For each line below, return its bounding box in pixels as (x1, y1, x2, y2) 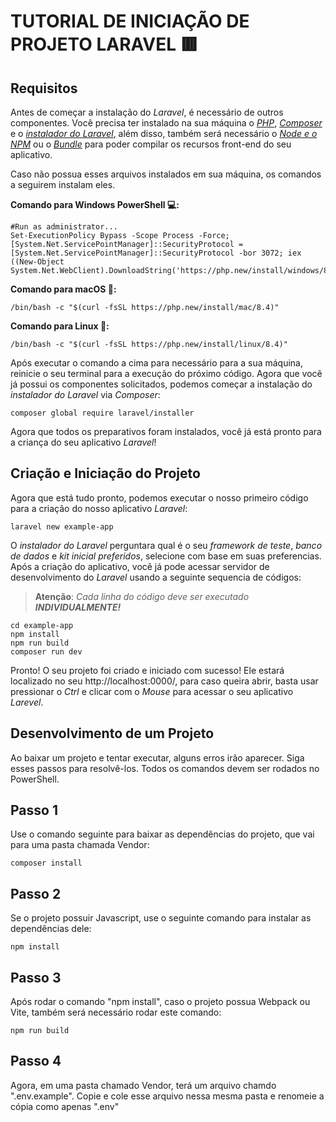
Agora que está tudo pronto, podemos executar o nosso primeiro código (10, 491, 309, 504)
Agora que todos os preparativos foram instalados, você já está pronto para (10, 426, 322, 437)
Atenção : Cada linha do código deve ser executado (34, 590, 250, 602)
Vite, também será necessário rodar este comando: (10, 1006, 222, 1019)
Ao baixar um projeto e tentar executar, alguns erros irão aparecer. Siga (10, 751, 305, 764)
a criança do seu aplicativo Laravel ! (10, 436, 157, 448)
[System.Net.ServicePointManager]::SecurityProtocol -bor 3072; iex (10, 248, 302, 258)
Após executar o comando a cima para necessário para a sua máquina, (10, 357, 304, 369)
